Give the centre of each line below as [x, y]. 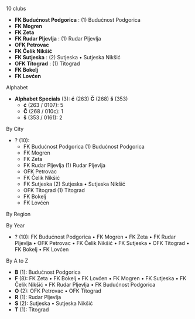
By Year [16, 225]
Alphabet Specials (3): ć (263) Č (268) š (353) [71, 99]
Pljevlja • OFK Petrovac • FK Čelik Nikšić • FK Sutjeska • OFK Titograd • [102, 243]
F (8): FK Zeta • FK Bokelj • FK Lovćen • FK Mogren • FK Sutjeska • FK [100, 278]
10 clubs [16, 9]
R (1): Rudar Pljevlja [38, 297]
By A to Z [17, 261]
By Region [18, 214]
